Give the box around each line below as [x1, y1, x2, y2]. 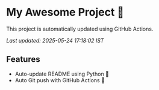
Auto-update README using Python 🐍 [14, 70, 110, 77]
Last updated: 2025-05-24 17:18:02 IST [6, 37, 104, 44]
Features [6, 54, 40, 65]
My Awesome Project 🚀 [6, 5, 125, 19]
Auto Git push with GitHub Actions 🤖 [14, 76, 105, 83]
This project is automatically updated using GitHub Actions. [6, 25, 154, 32]
